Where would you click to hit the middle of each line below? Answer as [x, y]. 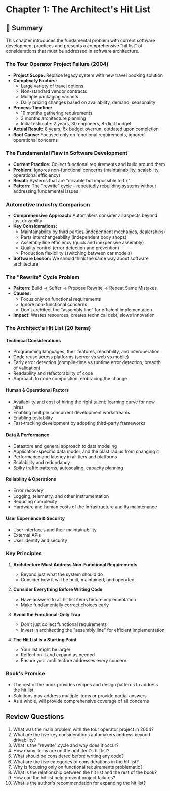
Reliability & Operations [31, 479]
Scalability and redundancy [41, 462]
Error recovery [28, 490]
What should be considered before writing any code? [69, 756]
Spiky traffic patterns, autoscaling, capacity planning [68, 468]
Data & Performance [28, 435]
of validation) [27, 368]
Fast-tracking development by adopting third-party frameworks [79, 423]
